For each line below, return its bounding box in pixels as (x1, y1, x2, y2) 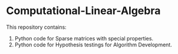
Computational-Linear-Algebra (6, 4, 161, 18)
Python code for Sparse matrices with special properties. (14, 35, 154, 42)
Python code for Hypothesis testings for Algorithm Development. (14, 41, 172, 48)
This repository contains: (6, 23, 67, 31)
